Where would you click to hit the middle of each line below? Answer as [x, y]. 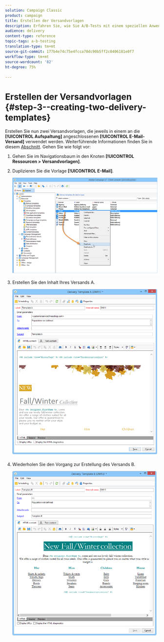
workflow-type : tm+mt [27, 57]
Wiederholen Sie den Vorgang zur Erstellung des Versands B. [74, 464]
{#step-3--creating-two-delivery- [76, 107]
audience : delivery [25, 31]
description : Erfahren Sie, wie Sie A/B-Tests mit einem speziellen [76, 26]
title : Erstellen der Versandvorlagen [44, 21]
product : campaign [24, 15]
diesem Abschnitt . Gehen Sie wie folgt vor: [48, 147]
